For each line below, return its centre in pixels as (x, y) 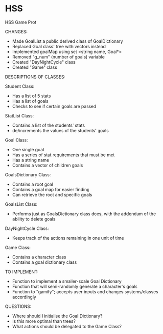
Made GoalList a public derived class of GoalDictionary (68, 41)
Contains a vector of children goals (47, 165)
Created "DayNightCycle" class (44, 62)
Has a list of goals (30, 101)
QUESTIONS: (18, 306)
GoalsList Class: (21, 204)
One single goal (28, 149)
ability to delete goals (34, 219)
